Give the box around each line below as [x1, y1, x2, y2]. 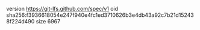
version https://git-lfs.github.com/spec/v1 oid [6, 5, 119, 12]
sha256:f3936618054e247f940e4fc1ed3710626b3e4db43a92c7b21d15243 [6, 11, 194, 19]
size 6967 [36, 18, 61, 25]
